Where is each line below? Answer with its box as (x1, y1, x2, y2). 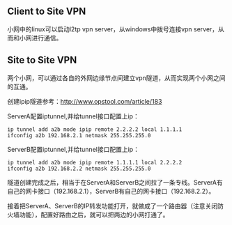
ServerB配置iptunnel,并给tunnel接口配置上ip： (7, 145, 139, 153)
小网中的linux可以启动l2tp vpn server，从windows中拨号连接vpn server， (7, 24, 219, 33)
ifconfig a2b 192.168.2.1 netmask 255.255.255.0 (7, 132, 151, 139)
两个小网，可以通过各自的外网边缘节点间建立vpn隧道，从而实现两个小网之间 (7, 73, 226, 82)
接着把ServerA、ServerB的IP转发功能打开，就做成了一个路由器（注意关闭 (7, 201, 218, 210)
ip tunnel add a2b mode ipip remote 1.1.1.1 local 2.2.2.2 (7, 159, 183, 166)
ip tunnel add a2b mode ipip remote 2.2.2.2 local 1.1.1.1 (7, 125, 183, 133)
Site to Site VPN (7, 54, 77, 66)
